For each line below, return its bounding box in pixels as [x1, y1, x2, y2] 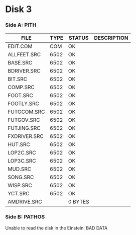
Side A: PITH [5, 22, 37, 29]
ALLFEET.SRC [8, 51, 41, 58]
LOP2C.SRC [8, 149, 36, 156]
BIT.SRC [8, 75, 28, 83]
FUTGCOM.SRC [8, 108, 45, 115]
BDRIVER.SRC [8, 67, 41, 74]
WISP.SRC [8, 182, 33, 189]
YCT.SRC [8, 190, 30, 197]
